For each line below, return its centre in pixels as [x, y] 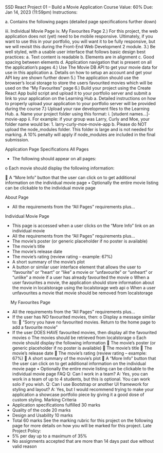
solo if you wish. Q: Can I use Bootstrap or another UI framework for [80, 384]
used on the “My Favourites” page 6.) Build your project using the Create [78, 88]
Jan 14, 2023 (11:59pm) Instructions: [41, 12]
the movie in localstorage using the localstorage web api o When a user [84, 288]
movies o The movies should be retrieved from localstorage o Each [79, 338]
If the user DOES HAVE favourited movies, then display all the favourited [84, 332]
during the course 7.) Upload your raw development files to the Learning [77, 109]
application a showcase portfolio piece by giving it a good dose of [78, 395]
